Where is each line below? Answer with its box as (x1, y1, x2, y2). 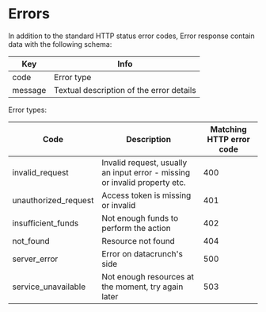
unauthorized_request (12, 195, 94, 206)
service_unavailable (12, 281, 85, 292)
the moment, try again (101, 281, 184, 292)
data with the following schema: (8, 39, 112, 48)
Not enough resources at (101, 271, 194, 282)
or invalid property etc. (101, 176, 186, 187)
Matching (210, 124, 247, 135)
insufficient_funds (12, 218, 79, 229)
